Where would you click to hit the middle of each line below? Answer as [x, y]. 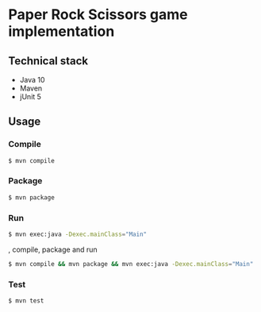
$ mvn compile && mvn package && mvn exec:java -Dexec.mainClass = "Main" [131, 264]
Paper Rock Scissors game [98, 15]
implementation [61, 31]
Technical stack [48, 61]
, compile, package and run [53, 249]
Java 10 [32, 80]
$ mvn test [26, 301]
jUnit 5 [31, 96]
